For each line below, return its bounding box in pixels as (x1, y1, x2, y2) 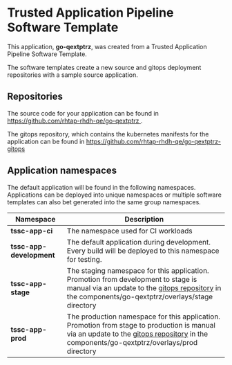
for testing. (66, 254, 102, 264)
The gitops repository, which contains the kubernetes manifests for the (7, 130, 209, 138)
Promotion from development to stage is (66, 274, 197, 284)
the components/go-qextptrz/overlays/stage (66, 292, 213, 301)
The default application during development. (66, 237, 211, 247)
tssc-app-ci (10, 226, 53, 235)
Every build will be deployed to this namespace (66, 246, 220, 256)
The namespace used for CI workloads (66, 226, 193, 235)
